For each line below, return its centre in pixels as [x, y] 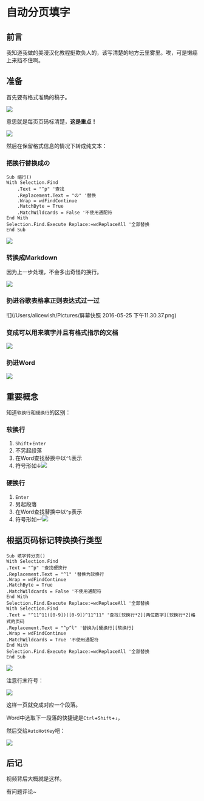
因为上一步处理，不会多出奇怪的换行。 [54, 272]
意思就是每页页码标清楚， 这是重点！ [52, 121]
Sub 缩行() [19, 177]
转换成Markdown [32, 258]
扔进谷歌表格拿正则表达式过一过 [53, 301]
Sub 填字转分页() [26, 556]
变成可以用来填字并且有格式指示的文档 [62, 333]
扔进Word [21, 362]
